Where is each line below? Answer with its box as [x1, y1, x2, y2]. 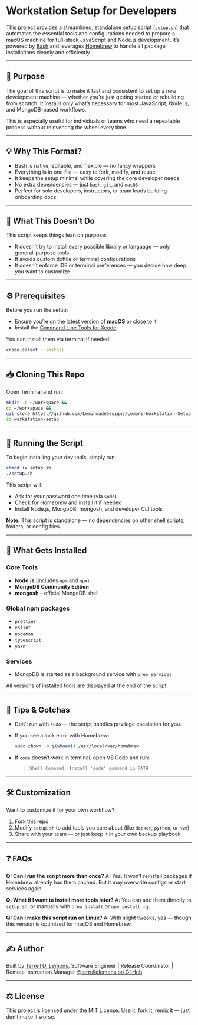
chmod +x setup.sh [6, 465, 51, 471]
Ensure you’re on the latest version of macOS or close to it [14, 318, 157, 325]
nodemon [14, 631, 34, 637]
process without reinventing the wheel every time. [6, 123, 128, 130]
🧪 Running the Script [6, 438, 84, 448]
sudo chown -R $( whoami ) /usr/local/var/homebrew [14, 743, 140, 749]
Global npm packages [6, 604, 70, 612]
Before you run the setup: [6, 306, 68, 314]
